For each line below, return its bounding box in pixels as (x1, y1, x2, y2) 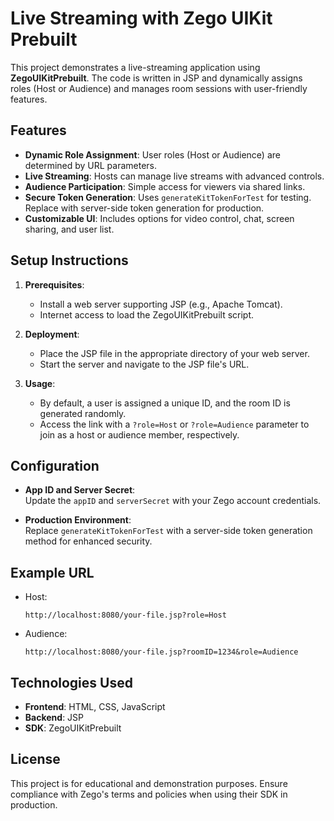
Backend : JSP (24, 712, 85, 723)
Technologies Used (10, 674, 133, 691)
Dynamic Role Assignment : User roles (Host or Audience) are (24, 148, 281, 161)
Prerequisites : (24, 278, 85, 291)
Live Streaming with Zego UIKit (10, 7, 273, 30)
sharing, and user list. (24, 223, 115, 235)
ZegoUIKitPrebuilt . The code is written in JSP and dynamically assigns (10, 72, 303, 84)
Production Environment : (24, 514, 132, 526)
